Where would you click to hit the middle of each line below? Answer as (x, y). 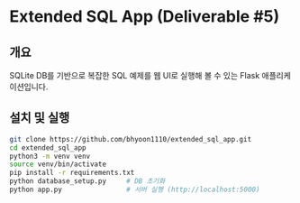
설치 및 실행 (40, 118)
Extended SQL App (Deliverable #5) (145, 17)
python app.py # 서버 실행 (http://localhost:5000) (135, 190)
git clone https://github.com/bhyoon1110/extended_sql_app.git (131, 139)
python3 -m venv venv (50, 156)
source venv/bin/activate (58, 164)
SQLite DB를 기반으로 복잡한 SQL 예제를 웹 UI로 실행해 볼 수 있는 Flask (135, 75)
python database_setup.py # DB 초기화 (87, 181)
